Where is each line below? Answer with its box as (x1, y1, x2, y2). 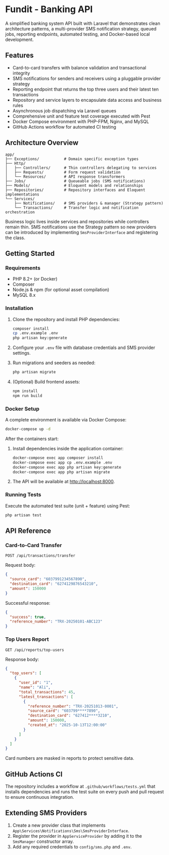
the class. (5, 235, 26, 241)
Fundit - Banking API (5, 4, 93, 15)
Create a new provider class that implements (12, 822, 106, 828)
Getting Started (5, 249, 55, 258)
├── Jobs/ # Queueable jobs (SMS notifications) (5, 178, 145, 183)
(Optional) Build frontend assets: (12, 379, 80, 385)
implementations (5, 191, 39, 197)
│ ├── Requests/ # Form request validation (5, 170, 121, 175)
